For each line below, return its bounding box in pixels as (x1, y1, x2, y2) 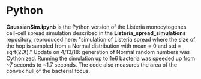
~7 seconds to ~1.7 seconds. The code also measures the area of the (6, 61, 178, 68)
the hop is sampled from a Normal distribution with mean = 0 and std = (6, 42, 182, 49)
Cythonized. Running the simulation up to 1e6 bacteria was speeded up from (6, 55, 196, 62)
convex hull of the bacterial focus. (6, 67, 91, 74)
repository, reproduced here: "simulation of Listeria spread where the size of (6, 36, 196, 43)
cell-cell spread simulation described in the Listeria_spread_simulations (6, 29, 186, 36)
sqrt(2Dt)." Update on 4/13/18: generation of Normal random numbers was (6, 48, 190, 55)
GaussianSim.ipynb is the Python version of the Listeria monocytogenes (6, 23, 187, 30)
